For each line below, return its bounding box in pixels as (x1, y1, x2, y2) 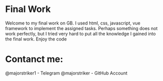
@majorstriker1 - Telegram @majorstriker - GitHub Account (5, 70, 128, 76)
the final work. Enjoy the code (5, 36, 67, 42)
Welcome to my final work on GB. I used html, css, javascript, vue (5, 20, 140, 26)
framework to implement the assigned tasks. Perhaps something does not (5, 25, 158, 31)
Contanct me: (5, 53, 64, 65)
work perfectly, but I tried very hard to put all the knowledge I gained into (5, 30, 156, 36)
